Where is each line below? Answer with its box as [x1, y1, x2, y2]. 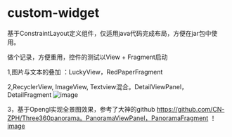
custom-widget [7, 5, 100, 21]
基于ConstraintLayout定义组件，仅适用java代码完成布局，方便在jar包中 [7, 29, 212, 37]
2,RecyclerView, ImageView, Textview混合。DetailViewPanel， [7, 82, 188, 91]
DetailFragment [7, 90, 52, 99]
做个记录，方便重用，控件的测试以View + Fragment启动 [7, 53, 168, 61]
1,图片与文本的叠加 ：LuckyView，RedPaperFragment [7, 67, 163, 76]
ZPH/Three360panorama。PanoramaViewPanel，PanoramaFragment [7, 114, 209, 122]
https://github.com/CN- [156, 105, 225, 113]
